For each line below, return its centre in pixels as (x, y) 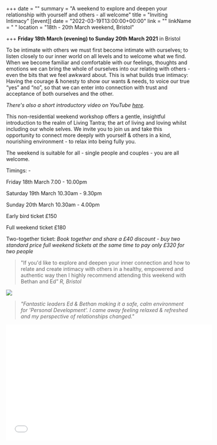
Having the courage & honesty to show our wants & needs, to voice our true (98, 81)
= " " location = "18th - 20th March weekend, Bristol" (70, 27)
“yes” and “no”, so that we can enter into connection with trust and (87, 87)
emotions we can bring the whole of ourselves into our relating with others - (98, 69)
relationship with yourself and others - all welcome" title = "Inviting (87, 15)
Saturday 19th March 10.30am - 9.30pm (54, 193)
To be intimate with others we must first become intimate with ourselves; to (97, 50)
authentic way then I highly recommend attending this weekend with (103, 275)
